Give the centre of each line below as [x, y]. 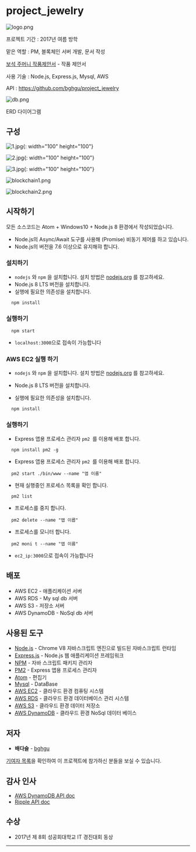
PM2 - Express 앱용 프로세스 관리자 [56, 670]
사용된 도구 [25, 633]
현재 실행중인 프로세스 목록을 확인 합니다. [61, 485]
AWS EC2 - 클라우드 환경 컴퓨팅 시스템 [59, 691]
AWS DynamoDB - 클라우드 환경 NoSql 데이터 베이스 [76, 713]
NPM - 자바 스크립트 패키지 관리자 [53, 663]
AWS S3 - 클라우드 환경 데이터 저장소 [57, 706]
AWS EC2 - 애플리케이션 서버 [48, 591]
